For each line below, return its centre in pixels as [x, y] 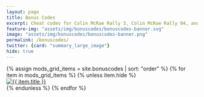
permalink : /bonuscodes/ [38, 40]
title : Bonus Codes [31, 18]
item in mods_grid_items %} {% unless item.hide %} [71, 75]
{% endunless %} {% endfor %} [46, 88]
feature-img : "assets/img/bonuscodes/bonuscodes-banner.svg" [85, 29]
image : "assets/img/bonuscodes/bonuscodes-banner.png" [77, 35]
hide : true [20, 52]
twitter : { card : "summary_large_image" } [58, 46]
